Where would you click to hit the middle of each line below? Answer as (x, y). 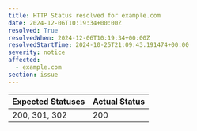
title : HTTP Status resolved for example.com (84, 15)
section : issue (33, 75)
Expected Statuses (49, 102)
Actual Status (118, 102)
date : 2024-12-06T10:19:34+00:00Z (65, 23)
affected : (25, 60)
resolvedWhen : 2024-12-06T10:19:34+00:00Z (79, 38)
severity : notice (37, 52)
